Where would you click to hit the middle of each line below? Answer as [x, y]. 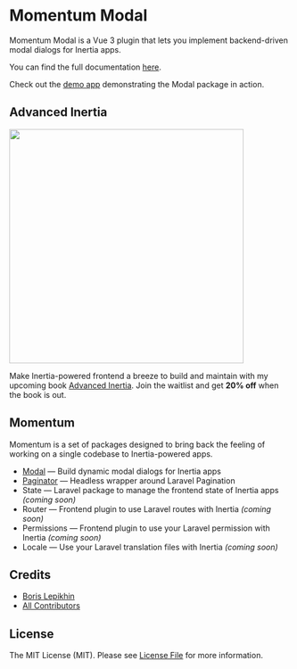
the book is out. [38, 394]
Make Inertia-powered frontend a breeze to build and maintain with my [139, 376]
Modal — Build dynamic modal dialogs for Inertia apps [121, 471]
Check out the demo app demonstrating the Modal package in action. [137, 84]
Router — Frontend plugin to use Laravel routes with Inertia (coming [147, 508]
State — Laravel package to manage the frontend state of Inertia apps [150, 490]
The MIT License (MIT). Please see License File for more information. [136, 656]
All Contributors [51, 606]
